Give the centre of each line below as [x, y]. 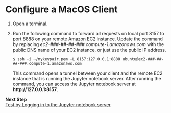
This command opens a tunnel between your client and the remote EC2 [88, 73]
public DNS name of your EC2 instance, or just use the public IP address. [89, 50]
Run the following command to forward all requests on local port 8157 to [88, 33]
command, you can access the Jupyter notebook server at [74, 84]
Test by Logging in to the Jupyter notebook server [58, 105]
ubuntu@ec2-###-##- [143, 59]
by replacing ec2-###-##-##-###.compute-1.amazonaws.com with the [88, 44]
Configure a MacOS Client [62, 9]
